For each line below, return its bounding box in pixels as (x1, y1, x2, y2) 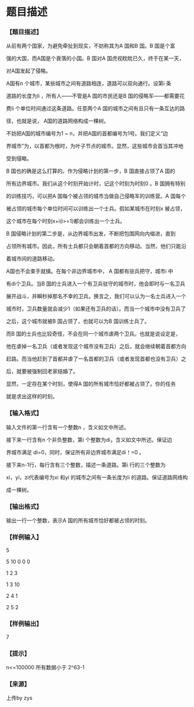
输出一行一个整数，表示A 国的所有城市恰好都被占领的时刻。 (6, 517, 150, 524)
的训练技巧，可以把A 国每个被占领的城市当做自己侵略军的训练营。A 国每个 (6, 193, 186, 200)
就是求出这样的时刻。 (6, 393, 58, 400)
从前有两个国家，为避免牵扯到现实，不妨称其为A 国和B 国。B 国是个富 (6, 42, 175, 49)
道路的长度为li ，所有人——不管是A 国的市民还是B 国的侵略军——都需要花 (6, 92, 185, 100)
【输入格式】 (6, 409, 43, 417)
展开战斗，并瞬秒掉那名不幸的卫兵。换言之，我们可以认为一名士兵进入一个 (6, 293, 186, 300)
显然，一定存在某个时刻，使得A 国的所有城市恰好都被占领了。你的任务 (6, 381, 176, 388)
